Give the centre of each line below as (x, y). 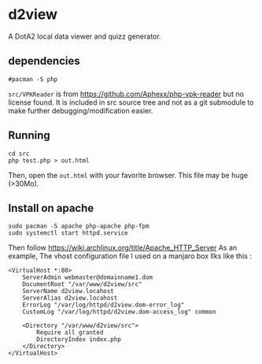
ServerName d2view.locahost (68, 292)
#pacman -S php (33, 79)
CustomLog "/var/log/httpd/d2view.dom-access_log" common (119, 312)
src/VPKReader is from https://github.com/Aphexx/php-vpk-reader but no (126, 94)
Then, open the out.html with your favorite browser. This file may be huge (128, 175)
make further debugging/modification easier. (81, 110)
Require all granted (70, 332)
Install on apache (51, 208)
